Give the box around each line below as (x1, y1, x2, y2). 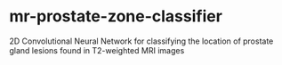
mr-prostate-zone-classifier (9, 6, 222, 27)
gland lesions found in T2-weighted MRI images (9, 45, 185, 55)
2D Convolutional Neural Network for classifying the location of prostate (9, 36, 274, 46)
